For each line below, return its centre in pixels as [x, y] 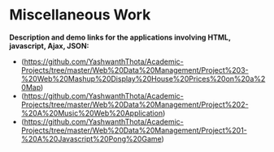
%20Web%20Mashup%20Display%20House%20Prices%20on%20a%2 [143, 78]
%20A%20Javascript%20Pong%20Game [91, 138]
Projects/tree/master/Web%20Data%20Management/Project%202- [135, 104]
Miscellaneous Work [80, 15]
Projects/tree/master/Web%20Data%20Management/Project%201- [134, 130]
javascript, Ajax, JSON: [49, 45]
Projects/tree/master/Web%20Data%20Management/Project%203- [135, 70]
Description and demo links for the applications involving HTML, [120, 37]
